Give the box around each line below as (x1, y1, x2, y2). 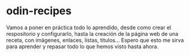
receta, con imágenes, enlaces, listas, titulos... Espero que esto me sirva (6, 36, 184, 43)
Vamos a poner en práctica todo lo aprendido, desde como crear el (6, 24, 171, 31)
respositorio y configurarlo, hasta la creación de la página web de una (6, 30, 179, 37)
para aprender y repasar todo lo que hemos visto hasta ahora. (6, 43, 159, 50)
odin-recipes (6, 4, 72, 18)
